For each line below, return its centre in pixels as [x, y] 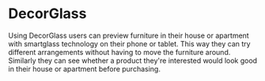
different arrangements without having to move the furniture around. [119, 52]
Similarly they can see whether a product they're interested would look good [133, 61]
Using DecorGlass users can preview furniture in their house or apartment [129, 35]
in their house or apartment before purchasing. [84, 68]
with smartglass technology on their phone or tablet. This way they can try [129, 43]
